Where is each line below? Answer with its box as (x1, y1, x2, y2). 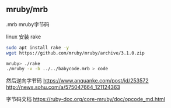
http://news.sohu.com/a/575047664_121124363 (6, 84, 121, 91)
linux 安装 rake (6, 33, 41, 40)
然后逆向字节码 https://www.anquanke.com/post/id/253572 (6, 77, 149, 84)
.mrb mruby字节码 (6, 20, 50, 28)
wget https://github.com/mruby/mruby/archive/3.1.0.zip (6, 50, 145, 56)
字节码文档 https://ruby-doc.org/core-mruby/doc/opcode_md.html (6, 96, 165, 103)
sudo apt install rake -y (6, 45, 69, 51)
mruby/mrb (6, 5, 48, 15)
